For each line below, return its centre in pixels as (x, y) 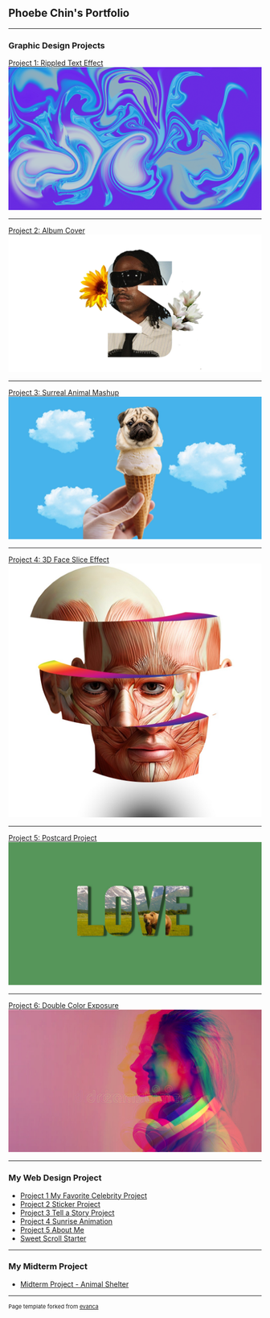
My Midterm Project (48, 1266)
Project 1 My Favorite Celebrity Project (83, 1196)
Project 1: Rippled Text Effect (56, 63)
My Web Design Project (55, 1178)
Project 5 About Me (52, 1229)
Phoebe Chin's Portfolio (69, 13)
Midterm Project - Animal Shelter (74, 1284)
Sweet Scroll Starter (53, 1238)
